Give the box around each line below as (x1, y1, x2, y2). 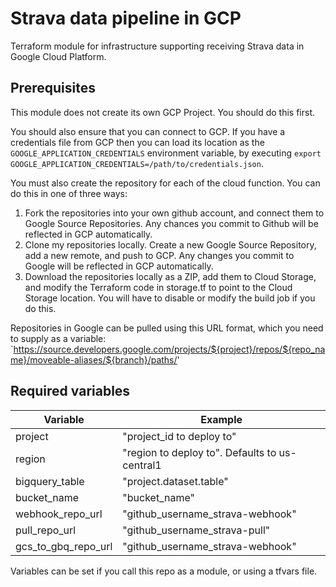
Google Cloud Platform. (10, 50, 107, 62)
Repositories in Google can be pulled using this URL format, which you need (10, 322, 324, 334)
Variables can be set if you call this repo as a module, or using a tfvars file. (10, 565, 318, 577)
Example (200, 412, 243, 426)
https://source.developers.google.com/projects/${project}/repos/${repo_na (13, 343, 326, 355)
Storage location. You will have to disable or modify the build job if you (24, 292, 316, 304)
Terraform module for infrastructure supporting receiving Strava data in (10, 40, 305, 52)
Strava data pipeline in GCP (10, 7, 242, 30)
